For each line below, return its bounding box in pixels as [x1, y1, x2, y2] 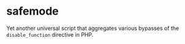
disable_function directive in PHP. [6, 31, 94, 38]
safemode [6, 4, 59, 18]
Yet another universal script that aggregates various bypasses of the [6, 24, 179, 32]
